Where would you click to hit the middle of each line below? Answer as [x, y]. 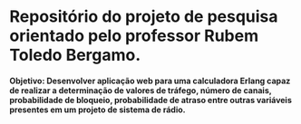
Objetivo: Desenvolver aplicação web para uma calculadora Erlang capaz [150, 81]
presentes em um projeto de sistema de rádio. [97, 110]
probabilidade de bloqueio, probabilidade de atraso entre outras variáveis [150, 100]
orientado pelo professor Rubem [134, 36]
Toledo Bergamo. [75, 55]
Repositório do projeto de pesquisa [144, 17]
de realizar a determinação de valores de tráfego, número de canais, [141, 90]
